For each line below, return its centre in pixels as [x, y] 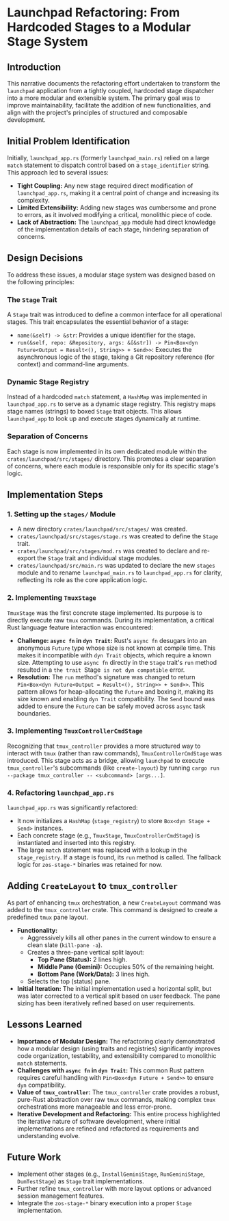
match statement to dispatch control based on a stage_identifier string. [109, 165]
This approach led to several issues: [58, 172]
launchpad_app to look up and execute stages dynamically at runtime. [104, 418]
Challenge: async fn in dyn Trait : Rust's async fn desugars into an [112, 640]
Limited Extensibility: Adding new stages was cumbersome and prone [117, 207]
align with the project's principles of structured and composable [97, 112]
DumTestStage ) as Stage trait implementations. [81, 1181]
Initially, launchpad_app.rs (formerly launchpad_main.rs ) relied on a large [108, 158]
